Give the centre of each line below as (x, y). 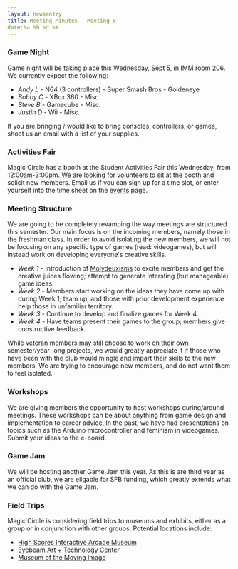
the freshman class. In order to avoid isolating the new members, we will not (119, 239)
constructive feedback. (52, 329)
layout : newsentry (35, 14)
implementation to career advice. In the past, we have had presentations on (118, 423)
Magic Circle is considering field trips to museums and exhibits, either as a (117, 521)
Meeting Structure (40, 208)
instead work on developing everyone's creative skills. (87, 255)
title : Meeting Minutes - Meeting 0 (62, 21)
